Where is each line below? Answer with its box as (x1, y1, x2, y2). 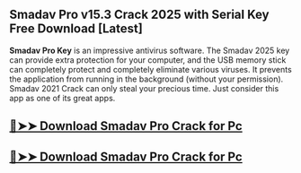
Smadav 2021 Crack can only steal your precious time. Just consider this (9, 82, 279, 93)
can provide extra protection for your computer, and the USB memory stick (9, 54, 287, 65)
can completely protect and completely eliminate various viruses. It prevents (9, 64, 292, 74)
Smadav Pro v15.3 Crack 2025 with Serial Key (9, 7, 270, 22)
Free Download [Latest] (9, 22, 144, 37)
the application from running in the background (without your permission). (9, 74, 284, 84)
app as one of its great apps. (9, 92, 116, 103)
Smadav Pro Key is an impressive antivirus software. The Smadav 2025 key (9, 45, 290, 56)
